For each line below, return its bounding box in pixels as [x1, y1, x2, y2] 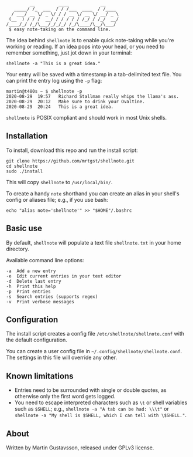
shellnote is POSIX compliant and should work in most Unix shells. [6, 114, 167, 121]
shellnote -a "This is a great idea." [6, 60, 101, 66]
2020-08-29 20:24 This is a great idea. [6, 104, 114, 110]
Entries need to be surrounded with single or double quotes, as [14, 387, 167, 394]
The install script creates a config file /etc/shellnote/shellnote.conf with [6, 330, 184, 337]
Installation [6, 131, 48, 141]
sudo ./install [6, 168, 43, 174]
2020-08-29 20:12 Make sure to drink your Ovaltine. [6, 99, 145, 104]
